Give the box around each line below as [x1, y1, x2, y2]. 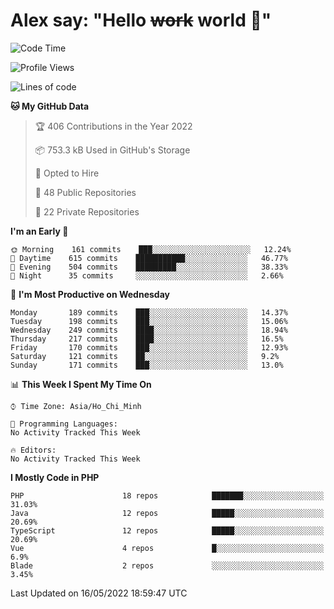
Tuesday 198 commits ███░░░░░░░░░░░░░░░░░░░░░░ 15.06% [10, 316, 288, 326]
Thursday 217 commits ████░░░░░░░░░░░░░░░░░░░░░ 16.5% [10, 334, 284, 344]
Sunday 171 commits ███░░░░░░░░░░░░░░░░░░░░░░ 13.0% [10, 360, 284, 370]
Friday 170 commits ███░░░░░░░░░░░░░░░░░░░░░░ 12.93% [10, 342, 288, 353]
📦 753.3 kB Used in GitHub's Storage [34, 144, 191, 156]
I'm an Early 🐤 [10, 225, 69, 237]
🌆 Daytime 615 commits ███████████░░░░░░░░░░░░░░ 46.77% [10, 253, 288, 263]
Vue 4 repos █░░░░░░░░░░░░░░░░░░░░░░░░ [10, 543, 325, 553]
